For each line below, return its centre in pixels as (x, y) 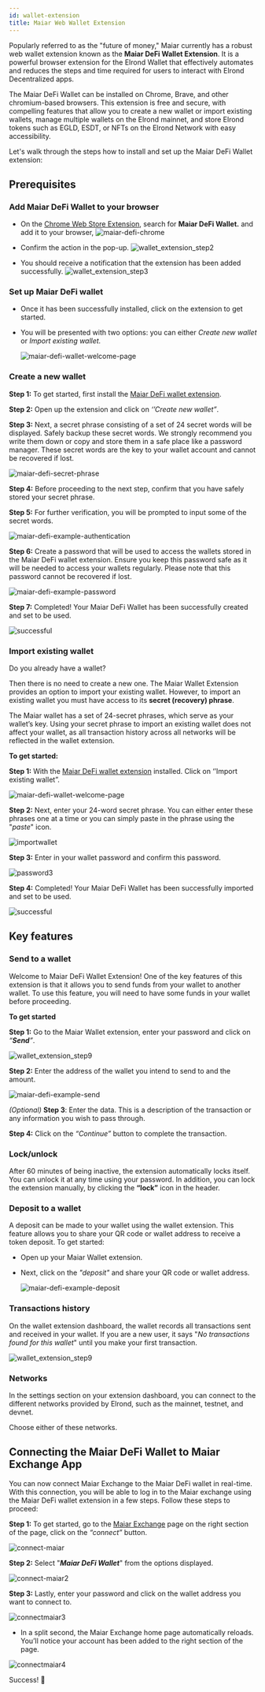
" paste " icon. (30, 827)
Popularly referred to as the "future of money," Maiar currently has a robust (131, 45)
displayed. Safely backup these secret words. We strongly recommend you (131, 433)
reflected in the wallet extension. (62, 741)
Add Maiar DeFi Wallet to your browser (84, 207)
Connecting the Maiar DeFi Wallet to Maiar (115, 1452)
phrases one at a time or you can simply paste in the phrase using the (122, 819)
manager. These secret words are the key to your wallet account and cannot (132, 450)
